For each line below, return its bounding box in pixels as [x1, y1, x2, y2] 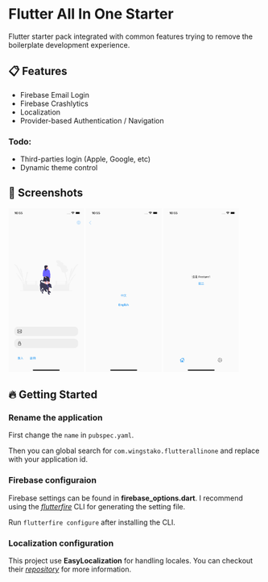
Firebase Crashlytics [19, 98, 89, 108]
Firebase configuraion [8, 475, 97, 486]
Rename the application [8, 412, 103, 423]
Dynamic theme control [19, 163, 98, 173]
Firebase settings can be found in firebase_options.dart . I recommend [8, 493, 244, 503]
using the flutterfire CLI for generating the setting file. [8, 501, 186, 511]
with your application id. [8, 454, 89, 464]
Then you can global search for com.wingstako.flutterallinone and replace [8, 446, 260, 456]
